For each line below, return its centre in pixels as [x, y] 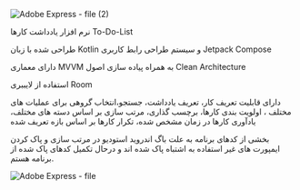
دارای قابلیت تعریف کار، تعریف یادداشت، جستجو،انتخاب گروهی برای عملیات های [145, 102]
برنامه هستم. [32, 158]
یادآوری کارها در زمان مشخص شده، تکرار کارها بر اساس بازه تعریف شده [133, 121]
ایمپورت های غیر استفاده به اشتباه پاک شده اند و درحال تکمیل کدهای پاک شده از [145, 149]
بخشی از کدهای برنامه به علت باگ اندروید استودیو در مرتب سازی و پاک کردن [140, 139]
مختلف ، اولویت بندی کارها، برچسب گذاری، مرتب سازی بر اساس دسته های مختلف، [151, 112]
